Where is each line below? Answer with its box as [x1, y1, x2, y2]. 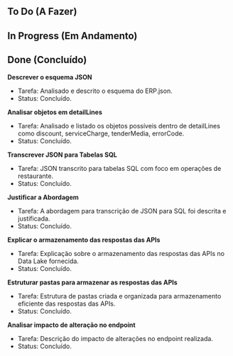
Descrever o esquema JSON [7, 72, 92, 81]
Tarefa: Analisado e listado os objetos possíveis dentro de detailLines [17, 121, 220, 130]
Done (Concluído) [7, 54, 87, 66]
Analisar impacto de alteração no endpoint [7, 321, 136, 329]
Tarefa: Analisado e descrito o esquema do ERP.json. [17, 87, 173, 95]
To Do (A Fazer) [7, 6, 77, 18]
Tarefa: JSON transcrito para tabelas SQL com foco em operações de [17, 164, 222, 172]
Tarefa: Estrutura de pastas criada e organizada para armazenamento [17, 291, 222, 300]
